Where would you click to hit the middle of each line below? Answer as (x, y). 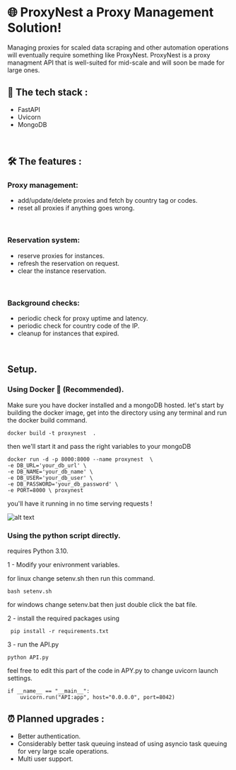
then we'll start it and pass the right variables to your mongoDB (99, 446)
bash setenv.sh (30, 592)
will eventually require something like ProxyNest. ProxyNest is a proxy (109, 55)
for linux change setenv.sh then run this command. (81, 579)
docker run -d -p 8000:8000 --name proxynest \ (80, 459)
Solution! (35, 28)
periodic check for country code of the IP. (78, 326)
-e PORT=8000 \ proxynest (45, 490)
